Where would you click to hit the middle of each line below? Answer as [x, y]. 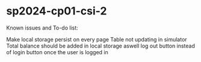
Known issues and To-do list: [42, 28]
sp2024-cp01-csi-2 [57, 11]
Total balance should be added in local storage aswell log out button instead [101, 46]
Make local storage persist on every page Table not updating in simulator [97, 39]
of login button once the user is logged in [57, 52]
